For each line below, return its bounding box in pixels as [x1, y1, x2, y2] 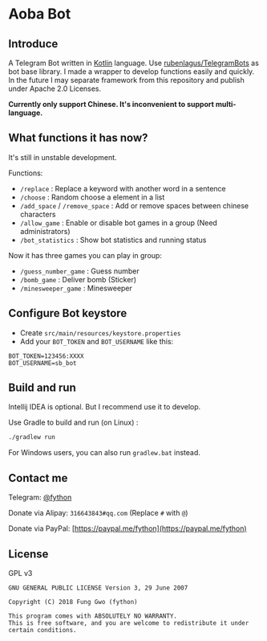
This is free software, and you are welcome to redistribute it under [8, 618, 249, 627]
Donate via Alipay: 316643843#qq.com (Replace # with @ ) [8, 508, 188, 518]
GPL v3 [8, 568, 33, 577]
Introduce [8, 37, 59, 51]
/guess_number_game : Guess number [19, 266, 140, 276]
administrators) [19, 226, 71, 236]
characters [19, 209, 56, 219]
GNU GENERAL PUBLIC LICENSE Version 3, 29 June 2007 [8, 584, 188, 592]
